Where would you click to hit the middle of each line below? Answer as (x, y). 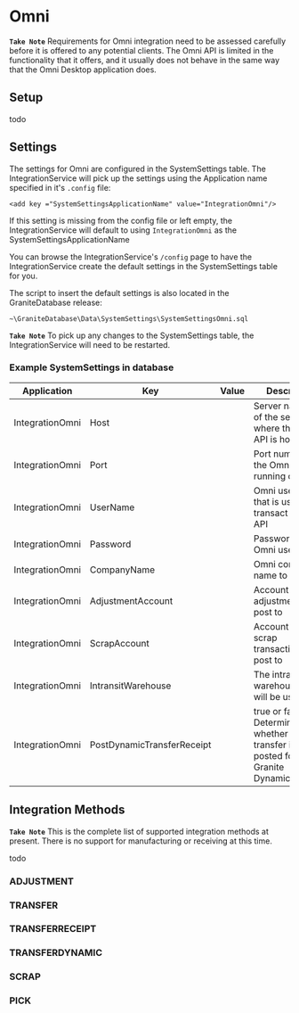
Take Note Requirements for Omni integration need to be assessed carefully (148, 41)
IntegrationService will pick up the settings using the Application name (138, 178)
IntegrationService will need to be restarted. (90, 344)
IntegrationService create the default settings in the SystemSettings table (144, 266)
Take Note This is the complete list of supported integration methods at (139, 831)
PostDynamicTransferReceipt (150, 745)
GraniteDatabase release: (56, 302)
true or (267, 711)
